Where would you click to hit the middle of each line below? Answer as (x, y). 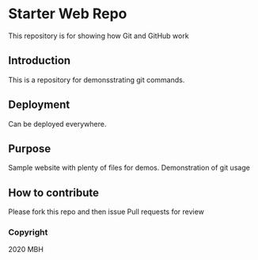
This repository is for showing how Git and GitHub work (99, 36)
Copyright (28, 232)
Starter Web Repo (68, 14)
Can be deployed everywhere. (57, 124)
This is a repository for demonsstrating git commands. (97, 79)
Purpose (30, 149)
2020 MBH (26, 250)
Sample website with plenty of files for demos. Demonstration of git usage (129, 168)
